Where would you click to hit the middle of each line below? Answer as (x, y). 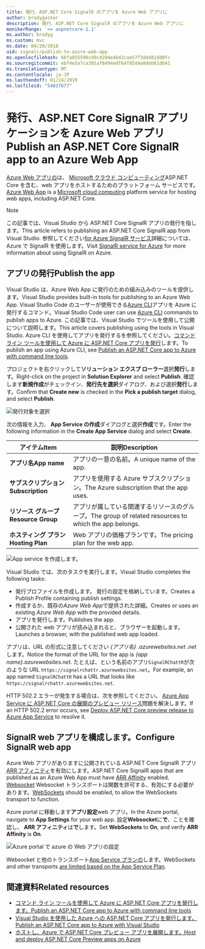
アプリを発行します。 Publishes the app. (65, 619)
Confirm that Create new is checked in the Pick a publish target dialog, (106, 391)
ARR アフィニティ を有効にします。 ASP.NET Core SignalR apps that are (95, 770)
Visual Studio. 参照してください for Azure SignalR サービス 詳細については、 (100, 238)
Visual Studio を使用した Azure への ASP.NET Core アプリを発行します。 (106, 918)
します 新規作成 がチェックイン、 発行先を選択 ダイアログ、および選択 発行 (97, 384)
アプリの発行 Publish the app (61, 274)
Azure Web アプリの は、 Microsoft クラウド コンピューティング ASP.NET (97, 177)
